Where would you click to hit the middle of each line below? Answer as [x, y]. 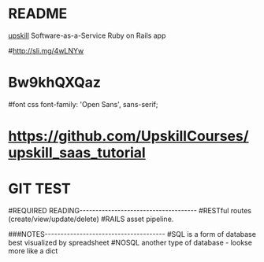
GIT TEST [39, 189]
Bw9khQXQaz [54, 83]
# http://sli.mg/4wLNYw [46, 50]
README [38, 14]
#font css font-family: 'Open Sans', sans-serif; [83, 104]
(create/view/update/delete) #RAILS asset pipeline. [91, 219]
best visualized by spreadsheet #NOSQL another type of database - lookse [130, 242]
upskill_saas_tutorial [77, 153]
